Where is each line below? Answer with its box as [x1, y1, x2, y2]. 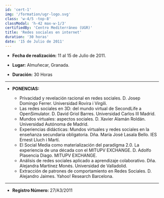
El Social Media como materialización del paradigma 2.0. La [19, 142, 140, 148]
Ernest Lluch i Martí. [19, 137, 60, 143]
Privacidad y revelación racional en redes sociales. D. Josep [19, 95, 141, 101]
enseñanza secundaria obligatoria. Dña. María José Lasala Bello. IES [19, 131, 157, 137]
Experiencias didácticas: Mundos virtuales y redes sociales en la [19, 126, 150, 132]
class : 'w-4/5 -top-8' [5, 16, 51, 21]
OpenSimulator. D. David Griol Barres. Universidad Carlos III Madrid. [19, 111, 156, 117]
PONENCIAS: [12, 85, 40, 91]
